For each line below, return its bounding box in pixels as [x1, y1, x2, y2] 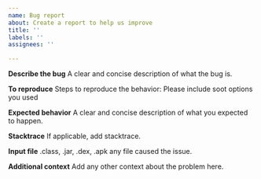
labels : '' [8, 33, 44, 42]
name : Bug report [8, 11, 65, 20]
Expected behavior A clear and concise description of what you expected [8, 108, 248, 118]
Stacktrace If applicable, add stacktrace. [8, 131, 142, 141]
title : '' [8, 26, 41, 34]
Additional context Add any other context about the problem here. [8, 162, 224, 171]
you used [8, 93, 39, 102]
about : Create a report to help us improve [8, 19, 153, 27]
